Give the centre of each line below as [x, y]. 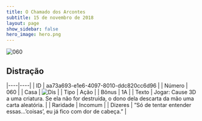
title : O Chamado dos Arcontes [46, 12]
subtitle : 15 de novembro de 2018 [50, 18]
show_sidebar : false [33, 29]
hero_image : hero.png [34, 35]
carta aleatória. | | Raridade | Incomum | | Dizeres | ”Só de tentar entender [99, 105]
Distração [25, 71]
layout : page [23, 23]
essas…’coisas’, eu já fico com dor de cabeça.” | [66, 111]
